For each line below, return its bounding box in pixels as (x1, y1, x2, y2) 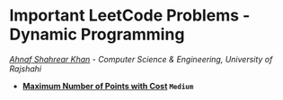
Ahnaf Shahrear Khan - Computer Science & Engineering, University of (9, 54, 273, 64)
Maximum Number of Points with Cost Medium (22, 80, 194, 91)
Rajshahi (9, 63, 42, 74)
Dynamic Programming (9, 24, 185, 45)
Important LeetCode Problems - (9, 5, 251, 26)
